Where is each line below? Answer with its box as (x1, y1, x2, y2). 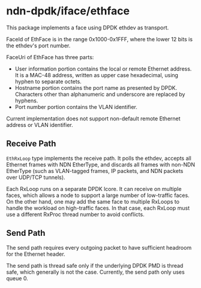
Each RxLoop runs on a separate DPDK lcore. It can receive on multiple (6, 185, 182, 192)
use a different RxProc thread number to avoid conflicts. (6, 211, 145, 218)
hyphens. (14, 97, 38, 104)
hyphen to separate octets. (14, 78, 82, 85)
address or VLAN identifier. (6, 121, 73, 128)
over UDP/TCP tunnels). (6, 174, 65, 181)
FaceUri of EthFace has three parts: (6, 53, 94, 60)
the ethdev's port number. (6, 42, 71, 49)
